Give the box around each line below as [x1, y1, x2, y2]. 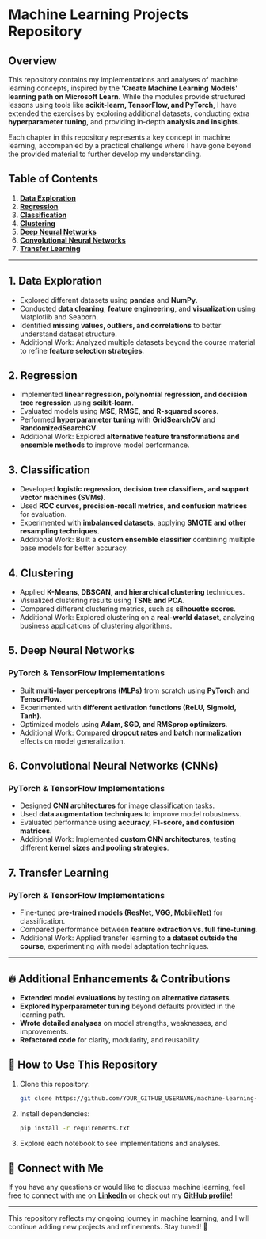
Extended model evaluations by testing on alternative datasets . [19, 992, 232, 1002]
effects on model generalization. [19, 736, 125, 746]
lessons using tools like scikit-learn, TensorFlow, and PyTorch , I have [8, 101, 237, 109]
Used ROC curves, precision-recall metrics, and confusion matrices [19, 501, 248, 511]
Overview [8, 54, 58, 67]
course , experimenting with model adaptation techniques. [19, 942, 209, 951]
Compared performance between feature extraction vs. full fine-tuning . [19, 925, 258, 935]
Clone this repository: [19, 1079, 90, 1088]
